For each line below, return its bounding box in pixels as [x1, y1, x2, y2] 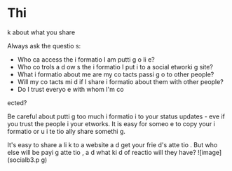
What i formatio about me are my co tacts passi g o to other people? [17, 70, 214, 78]
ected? [7, 98, 27, 107]
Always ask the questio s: [7, 41, 81, 50]
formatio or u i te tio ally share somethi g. [7, 127, 126, 135]
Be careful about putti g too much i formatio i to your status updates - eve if [7, 112, 226, 121]
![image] [197, 148, 222, 156]
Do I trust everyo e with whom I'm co [17, 85, 124, 93]
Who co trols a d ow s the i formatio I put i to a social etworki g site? [17, 62, 214, 71]
